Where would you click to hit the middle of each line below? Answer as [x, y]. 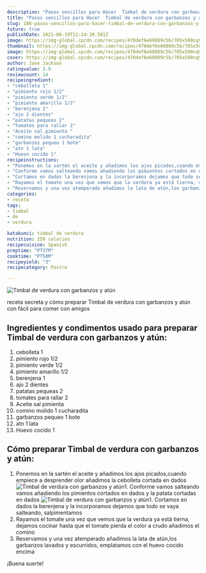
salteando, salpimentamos [49, 512]
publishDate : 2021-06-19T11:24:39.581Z [58, 35]
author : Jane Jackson [35, 63]
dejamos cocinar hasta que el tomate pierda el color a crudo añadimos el [107, 525]
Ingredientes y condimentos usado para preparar [102, 328]
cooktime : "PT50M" [30, 256]
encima [25, 552]
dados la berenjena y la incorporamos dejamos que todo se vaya [97, 506]
